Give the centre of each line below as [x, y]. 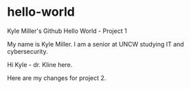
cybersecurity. [27, 51]
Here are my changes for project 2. [57, 78]
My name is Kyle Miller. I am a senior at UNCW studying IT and [95, 44]
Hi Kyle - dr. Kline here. [40, 64]
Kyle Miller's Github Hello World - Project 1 [67, 31]
